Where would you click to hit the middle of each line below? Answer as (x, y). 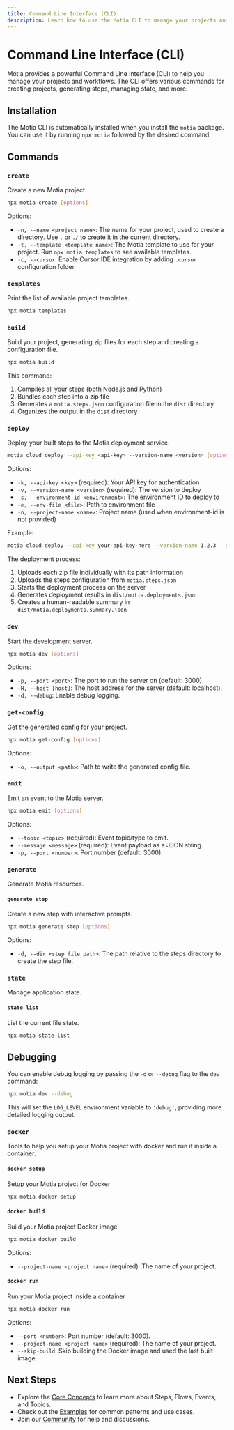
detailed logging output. (41, 1115)
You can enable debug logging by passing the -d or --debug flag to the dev (114, 1074)
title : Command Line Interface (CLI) (62, 14)
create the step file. (45, 961)
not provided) (37, 519)
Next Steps (32, 1380)
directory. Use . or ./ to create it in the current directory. (99, 237)
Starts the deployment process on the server (81, 587)
